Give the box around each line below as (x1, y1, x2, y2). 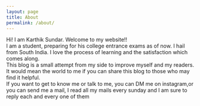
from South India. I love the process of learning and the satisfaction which (6, 49, 188, 56)
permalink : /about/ (6, 20, 55, 26)
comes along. (6, 55, 40, 63)
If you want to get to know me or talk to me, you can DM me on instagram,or (6, 80, 194, 88)
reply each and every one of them (6, 93, 90, 100)
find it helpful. (6, 74, 41, 81)
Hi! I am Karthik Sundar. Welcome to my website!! (6, 36, 127, 43)
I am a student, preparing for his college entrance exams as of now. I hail (6, 42, 185, 49)
